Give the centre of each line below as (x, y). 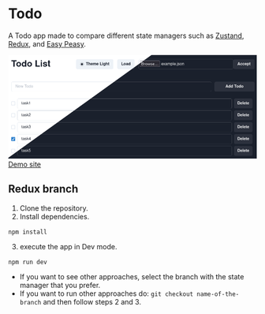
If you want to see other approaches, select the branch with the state (132, 276)
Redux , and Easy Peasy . (47, 43)
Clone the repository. (54, 208)
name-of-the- (218, 294)
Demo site (25, 164)
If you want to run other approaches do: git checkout (106, 293)
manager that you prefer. (60, 285)
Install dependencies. (54, 216)
